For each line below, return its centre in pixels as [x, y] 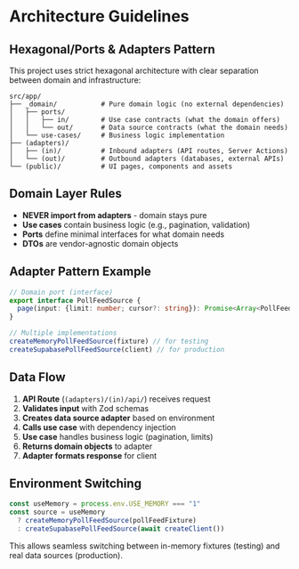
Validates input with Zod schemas [85, 408]
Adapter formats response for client [89, 455]
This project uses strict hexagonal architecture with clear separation [134, 70]
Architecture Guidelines [99, 16]
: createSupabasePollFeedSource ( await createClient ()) [121, 529]
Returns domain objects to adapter [87, 446]
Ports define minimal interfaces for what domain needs [123, 234]
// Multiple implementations [63, 333]
